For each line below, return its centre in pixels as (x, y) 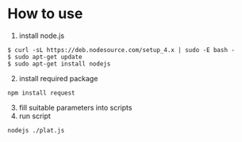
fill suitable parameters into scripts (75, 107)
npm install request (42, 93)
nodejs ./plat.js (36, 130)
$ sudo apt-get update (45, 57)
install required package (58, 78)
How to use (45, 14)
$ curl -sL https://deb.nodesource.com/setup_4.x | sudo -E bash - (121, 50)
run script (35, 116)
